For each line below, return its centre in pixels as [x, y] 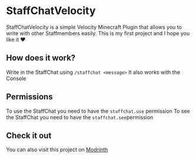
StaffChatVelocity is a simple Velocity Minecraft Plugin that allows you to [94, 27]
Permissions [29, 97]
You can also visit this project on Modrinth [57, 150]
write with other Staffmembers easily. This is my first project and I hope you [98, 33]
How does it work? [41, 58]
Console [16, 78]
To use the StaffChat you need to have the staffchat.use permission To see [98, 111]
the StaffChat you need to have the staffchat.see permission [80, 117]
